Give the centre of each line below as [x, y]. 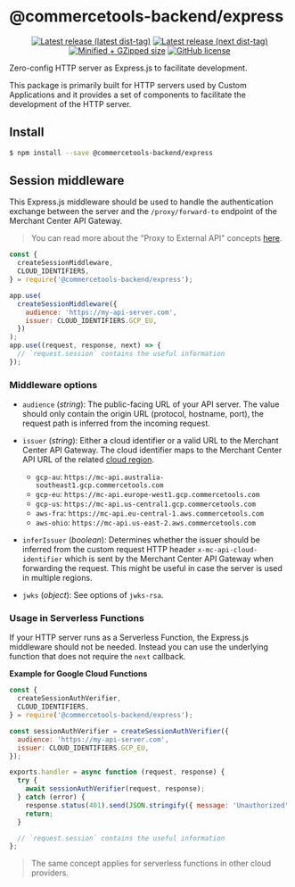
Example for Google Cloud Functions [78, 674]
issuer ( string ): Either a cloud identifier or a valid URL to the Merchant [150, 441]
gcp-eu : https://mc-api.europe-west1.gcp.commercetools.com [147, 494]
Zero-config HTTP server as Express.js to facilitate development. [128, 68]
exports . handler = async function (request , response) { [117, 772]
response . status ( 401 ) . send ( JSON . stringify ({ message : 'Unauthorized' [157, 805]
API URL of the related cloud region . [88, 460]
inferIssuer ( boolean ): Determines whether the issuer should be [141, 540]
